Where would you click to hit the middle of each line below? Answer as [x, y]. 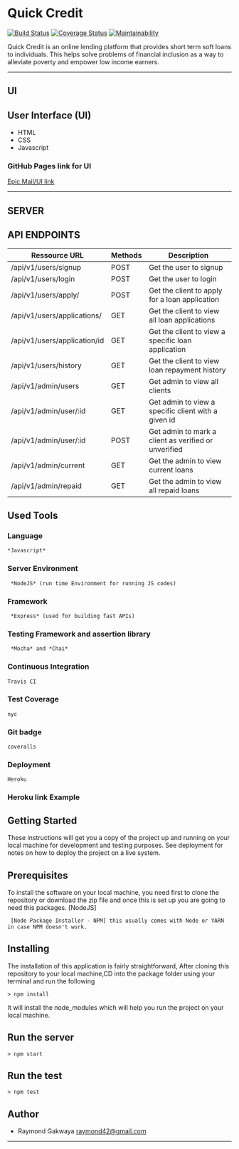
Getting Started [42, 820]
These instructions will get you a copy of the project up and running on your [118, 838]
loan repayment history [187, 370]
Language [25, 535]
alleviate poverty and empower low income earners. [84, 61]
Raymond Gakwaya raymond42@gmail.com [82, 1131]
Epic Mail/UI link [31, 182]
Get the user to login [183, 278]
